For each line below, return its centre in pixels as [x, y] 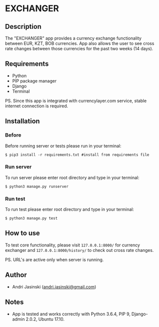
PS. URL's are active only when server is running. [54, 260]
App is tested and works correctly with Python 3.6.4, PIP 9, [71, 314]
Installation [22, 121]
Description [23, 27]
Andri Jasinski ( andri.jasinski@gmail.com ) [54, 286]
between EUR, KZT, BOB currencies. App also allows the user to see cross [80, 43]
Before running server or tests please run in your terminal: [63, 146]
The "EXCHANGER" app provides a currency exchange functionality [73, 38]
